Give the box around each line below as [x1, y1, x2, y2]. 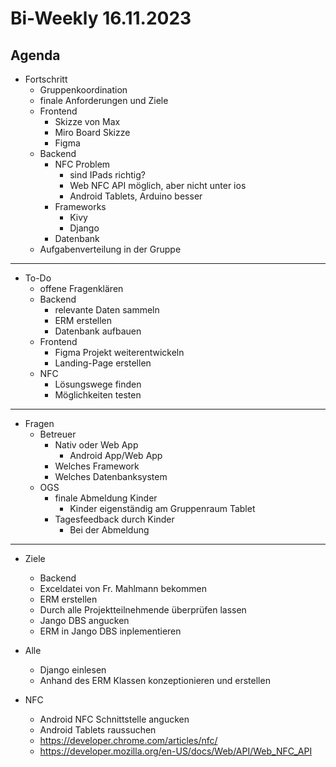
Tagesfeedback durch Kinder [54, 513, 175, 525]
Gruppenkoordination [39, 84, 128, 96]
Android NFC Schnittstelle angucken [39, 713, 190, 725]
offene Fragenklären [39, 283, 124, 294]
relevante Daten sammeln [54, 304, 160, 316]
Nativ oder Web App [54, 439, 139, 451]
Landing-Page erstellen [54, 357, 152, 369]
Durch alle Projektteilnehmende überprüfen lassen [39, 604, 247, 616]
